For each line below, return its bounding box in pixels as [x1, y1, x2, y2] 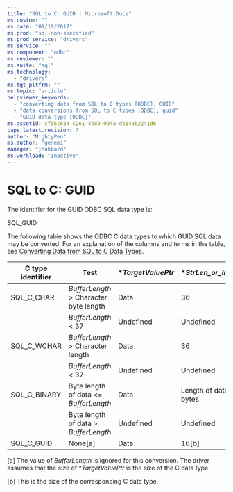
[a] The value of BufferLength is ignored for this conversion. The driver [7, 456, 210, 464]
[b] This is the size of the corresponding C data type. [7, 477, 159, 485]
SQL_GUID [7, 218, 37, 227]
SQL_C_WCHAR [10, 341, 62, 351]
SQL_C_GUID [10, 438, 53, 448]
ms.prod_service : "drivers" [7, 36, 89, 43]
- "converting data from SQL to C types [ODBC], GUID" [13, 101, 175, 108]
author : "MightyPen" [7, 133, 67, 140]
